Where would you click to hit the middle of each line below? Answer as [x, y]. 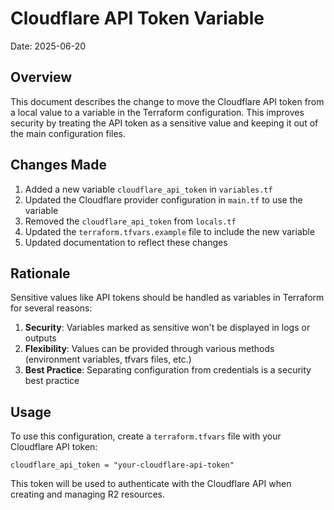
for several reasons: [51, 308]
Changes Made [58, 165]
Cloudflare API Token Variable [137, 18]
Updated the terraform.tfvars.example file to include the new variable [169, 231]
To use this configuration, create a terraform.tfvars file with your [146, 436]
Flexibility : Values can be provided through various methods [149, 349]
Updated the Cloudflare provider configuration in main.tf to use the [163, 199]
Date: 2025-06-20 [48, 46]
